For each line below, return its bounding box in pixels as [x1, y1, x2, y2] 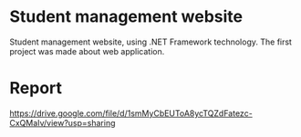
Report [9, 78, 62, 99]
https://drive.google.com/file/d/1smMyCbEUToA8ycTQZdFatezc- [9, 107, 253, 119]
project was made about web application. [9, 45, 165, 56]
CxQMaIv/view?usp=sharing [9, 117, 116, 128]
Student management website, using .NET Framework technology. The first [9, 36, 292, 47]
